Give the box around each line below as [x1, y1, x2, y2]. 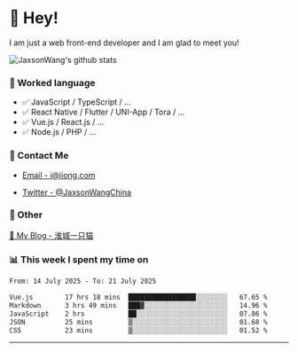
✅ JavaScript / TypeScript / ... [21, 97, 131, 107]
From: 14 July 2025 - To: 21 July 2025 [9, 277, 157, 286]
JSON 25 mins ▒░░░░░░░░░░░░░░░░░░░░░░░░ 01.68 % [9, 317, 268, 326]
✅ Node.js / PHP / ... [21, 127, 97, 137]
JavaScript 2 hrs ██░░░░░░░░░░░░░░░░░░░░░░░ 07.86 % [9, 309, 268, 318]
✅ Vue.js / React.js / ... [21, 117, 105, 128]
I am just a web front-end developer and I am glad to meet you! [9, 37, 239, 48]
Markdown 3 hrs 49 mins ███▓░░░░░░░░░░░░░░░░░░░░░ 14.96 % [9, 301, 268, 309]
